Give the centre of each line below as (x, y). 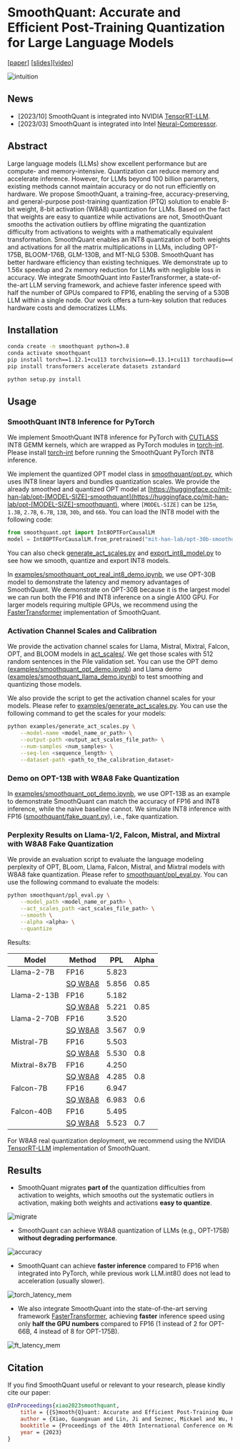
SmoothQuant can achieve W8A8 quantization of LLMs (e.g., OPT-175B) (124, 1230)
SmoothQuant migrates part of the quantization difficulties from (111, 1187)
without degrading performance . (67, 1238)
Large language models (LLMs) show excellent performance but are (107, 163)
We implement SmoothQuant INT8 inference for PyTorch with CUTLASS (113, 437)
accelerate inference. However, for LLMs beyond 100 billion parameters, (114, 179)
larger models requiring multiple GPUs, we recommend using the (102, 605)
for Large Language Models (91, 43)
